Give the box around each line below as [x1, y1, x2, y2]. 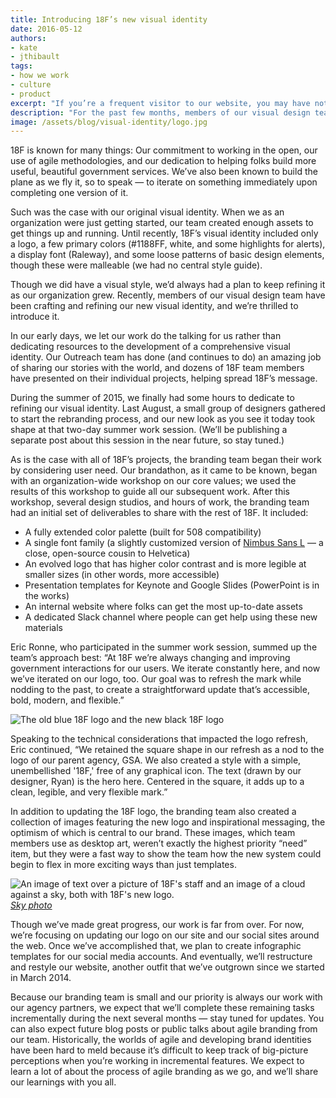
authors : [10, 33, 47, 43]
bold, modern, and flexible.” [10, 694, 125, 706]
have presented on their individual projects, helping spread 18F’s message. [10, 372, 318, 385]
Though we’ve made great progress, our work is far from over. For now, [10, 919, 305, 931]
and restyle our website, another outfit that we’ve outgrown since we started [10, 961, 325, 973]
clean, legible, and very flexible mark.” [10, 786, 168, 798]
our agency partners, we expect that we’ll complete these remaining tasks [10, 1002, 315, 1014]
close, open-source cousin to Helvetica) [24, 547, 191, 560]
